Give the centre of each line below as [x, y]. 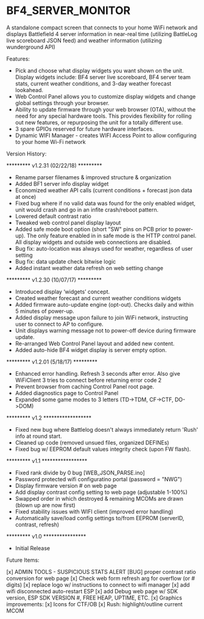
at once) [26, 196]
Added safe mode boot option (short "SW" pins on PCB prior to [94, 229]
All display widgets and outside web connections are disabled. [93, 242]
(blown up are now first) [45, 505]
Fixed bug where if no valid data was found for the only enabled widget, [105, 203]
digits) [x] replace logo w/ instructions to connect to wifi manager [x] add [98, 585]
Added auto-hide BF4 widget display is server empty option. [91, 350]
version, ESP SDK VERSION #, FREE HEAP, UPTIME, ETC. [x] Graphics [94, 598]
